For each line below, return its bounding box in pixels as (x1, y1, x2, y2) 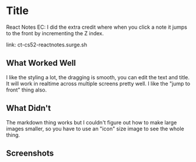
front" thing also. (6, 86, 47, 93)
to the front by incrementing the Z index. (6, 29, 104, 36)
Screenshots (6, 148, 54, 158)
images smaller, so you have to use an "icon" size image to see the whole (6, 125, 184, 132)
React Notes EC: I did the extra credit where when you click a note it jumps (6, 23, 187, 31)
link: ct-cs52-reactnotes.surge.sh (6, 41, 87, 48)
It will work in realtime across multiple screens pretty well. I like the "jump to (6, 80, 190, 87)
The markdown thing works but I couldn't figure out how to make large (6, 119, 177, 126)
